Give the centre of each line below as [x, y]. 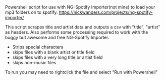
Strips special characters [38, 47]
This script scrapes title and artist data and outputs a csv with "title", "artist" [82, 27]
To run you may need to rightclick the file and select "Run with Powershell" [82, 72]
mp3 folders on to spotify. [31, 12]
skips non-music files [34, 63]
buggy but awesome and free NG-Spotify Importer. [57, 37]
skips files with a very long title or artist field [57, 57]
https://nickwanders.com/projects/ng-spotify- [106, 12]
